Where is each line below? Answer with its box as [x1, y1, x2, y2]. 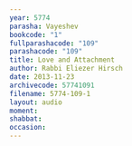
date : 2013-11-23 [9, 73, 75, 82]
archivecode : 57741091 [9, 81, 95, 90]
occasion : [9, 123, 47, 132]
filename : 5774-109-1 [9, 89, 91, 98]
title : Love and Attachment [9, 55, 116, 64]
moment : [9, 106, 39, 115]
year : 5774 [9, 13, 51, 23]
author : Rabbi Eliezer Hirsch [9, 64, 124, 73]
